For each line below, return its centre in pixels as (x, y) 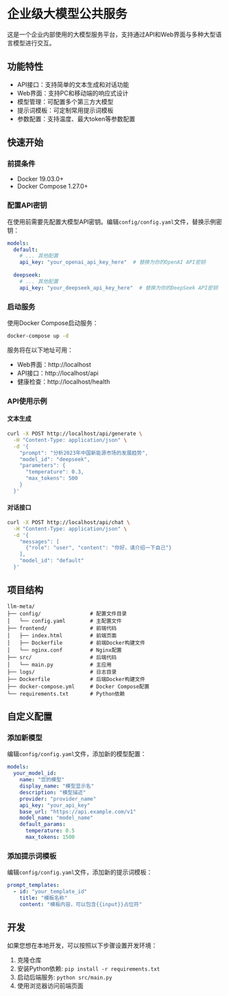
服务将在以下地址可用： (40, 350)
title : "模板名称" (44, 898)
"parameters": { (43, 466)
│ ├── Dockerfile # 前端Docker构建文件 (76, 643)
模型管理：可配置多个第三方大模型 (65, 102)
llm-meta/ (21, 606)
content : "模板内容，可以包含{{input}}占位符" (81, 904)
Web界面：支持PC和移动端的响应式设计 (73, 93)
